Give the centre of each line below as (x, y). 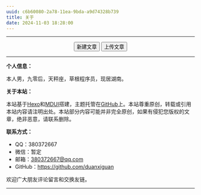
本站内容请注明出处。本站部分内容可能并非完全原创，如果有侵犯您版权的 (95, 112)
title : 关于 (20, 17)
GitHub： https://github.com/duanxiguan (64, 167)
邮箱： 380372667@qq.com (49, 159)
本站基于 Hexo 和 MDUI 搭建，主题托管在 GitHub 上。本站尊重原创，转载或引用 (99, 104)
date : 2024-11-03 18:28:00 (40, 23)
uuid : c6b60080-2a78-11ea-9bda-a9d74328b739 (63, 12)
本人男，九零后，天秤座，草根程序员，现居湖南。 (66, 79)
